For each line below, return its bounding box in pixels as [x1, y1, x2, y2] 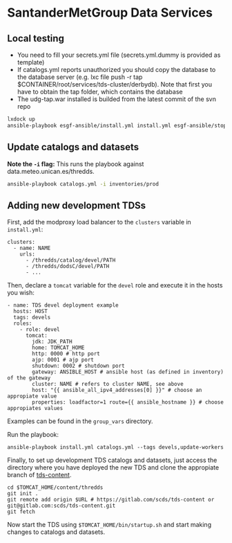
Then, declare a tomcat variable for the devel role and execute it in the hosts [7, 281, 223, 290]
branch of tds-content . [7, 471, 72, 479]
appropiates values [7, 405, 64, 412]
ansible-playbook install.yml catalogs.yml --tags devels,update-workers [7, 444, 224, 451]
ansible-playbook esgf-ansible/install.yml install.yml [7, 122, 171, 129]
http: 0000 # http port [32, 350, 100, 357]
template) [17, 58, 45, 66]
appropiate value [7, 393, 57, 400]
